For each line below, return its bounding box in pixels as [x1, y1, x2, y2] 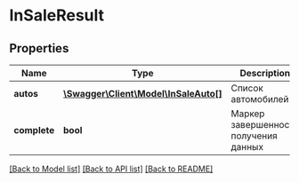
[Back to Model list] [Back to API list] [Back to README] [9, 163, 214, 174]
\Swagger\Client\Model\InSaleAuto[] [63, 88, 222, 99]
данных [230, 141, 264, 153]
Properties [9, 41, 69, 56]
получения [230, 130, 278, 142]
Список [230, 82, 264, 94]
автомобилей [230, 93, 289, 105]
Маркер [230, 107, 265, 120]
